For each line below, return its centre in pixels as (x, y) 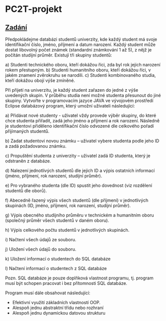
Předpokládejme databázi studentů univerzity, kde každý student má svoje (81, 39)
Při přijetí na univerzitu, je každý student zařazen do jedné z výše (72, 90)
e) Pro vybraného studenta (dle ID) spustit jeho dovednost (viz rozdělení (79, 185)
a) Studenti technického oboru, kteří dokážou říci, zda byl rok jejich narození (83, 65)
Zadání (16, 27)
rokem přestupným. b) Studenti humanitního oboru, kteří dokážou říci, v (78, 70)
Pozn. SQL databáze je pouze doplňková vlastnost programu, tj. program (79, 278)
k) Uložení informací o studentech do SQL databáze (58, 259)
